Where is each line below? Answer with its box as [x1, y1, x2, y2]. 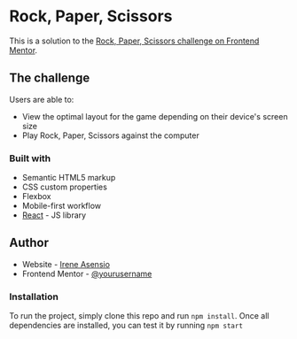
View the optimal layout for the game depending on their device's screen [21, 111, 288, 121]
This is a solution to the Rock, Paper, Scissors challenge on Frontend [9, 35, 260, 46]
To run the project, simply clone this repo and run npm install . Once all [9, 311, 270, 321]
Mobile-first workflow [21, 201, 102, 212]
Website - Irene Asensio [21, 258, 111, 269]
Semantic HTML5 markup [21, 173, 116, 183]
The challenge [9, 71, 90, 86]
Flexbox [21, 191, 51, 202]
